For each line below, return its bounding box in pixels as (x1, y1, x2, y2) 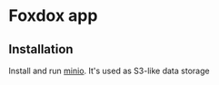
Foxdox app (8, 5, 98, 26)
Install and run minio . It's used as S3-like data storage (8, 65, 210, 76)
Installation (8, 42, 74, 57)
